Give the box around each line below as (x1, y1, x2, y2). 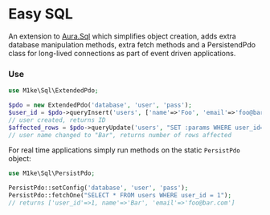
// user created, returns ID (8, 116, 106, 124)
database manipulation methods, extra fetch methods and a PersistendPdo (8, 39, 256, 49)
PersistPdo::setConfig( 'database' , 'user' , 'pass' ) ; (8, 184, 189, 193)
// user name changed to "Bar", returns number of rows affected (8, 131, 231, 139)
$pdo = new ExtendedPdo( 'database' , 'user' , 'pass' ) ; (8, 101, 193, 109)
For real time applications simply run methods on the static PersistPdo (8, 145, 241, 155)
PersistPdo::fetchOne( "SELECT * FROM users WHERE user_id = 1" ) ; (8, 192, 231, 200)
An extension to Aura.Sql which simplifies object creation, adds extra (8, 31, 237, 41)
